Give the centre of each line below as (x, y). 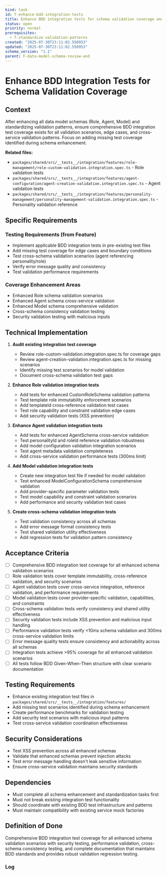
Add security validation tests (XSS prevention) (67, 416)
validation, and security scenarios (47, 582)
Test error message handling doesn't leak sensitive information (77, 761)
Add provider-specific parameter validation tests (69, 492)
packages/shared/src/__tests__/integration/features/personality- (83, 194)
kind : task (16, 10)
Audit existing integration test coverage (54, 345)
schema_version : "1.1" (29, 51)
